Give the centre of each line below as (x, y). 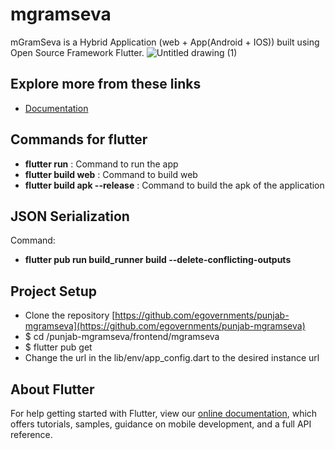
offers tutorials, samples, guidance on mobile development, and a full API (161, 424)
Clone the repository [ (70, 315)
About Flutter (52, 389)
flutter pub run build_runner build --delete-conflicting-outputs (158, 260)
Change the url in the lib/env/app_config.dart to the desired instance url (172, 358)
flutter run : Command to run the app (101, 164)
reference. (31, 434)
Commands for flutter (79, 139)
